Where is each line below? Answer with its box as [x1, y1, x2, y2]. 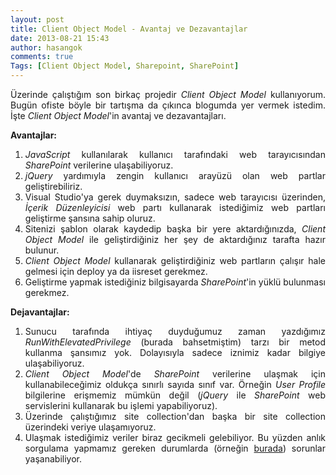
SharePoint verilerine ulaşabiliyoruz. [24, 159, 174, 171]
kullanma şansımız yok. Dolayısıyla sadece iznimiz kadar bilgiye [24, 347, 326, 358]
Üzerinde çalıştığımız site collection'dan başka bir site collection [24, 411, 326, 422]
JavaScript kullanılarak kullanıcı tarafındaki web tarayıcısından [24, 149, 326, 160]
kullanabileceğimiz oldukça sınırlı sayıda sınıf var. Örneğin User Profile [24, 379, 326, 390]
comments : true [10, 52, 74, 62]
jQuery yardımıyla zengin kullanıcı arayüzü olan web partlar [24, 170, 326, 181]
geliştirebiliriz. [24, 181, 83, 192]
